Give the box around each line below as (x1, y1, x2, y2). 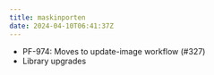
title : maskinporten (9, 12, 87, 22)
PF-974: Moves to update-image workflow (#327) (21, 46, 206, 56)
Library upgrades (21, 55, 87, 66)
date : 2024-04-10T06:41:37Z (9, 21, 115, 30)
